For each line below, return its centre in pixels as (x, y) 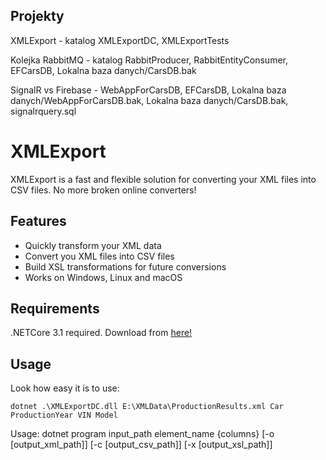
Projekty (37, 16)
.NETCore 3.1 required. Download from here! (101, 333)
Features (38, 221)
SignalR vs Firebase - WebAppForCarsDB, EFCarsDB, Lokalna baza (148, 90)
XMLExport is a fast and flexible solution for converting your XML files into (163, 179)
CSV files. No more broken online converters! (103, 190)
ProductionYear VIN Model (64, 415)
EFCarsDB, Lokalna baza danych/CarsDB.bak (103, 70)
